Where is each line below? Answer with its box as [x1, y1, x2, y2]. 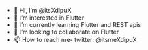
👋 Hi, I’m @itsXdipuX [13, 7, 72, 14]
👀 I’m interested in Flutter [13, 14, 85, 22]
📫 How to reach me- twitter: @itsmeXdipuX [13, 36, 138, 43]
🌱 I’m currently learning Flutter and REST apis [13, 21, 142, 28]
